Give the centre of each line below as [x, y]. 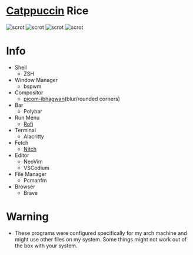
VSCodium [36, 168]
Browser [25, 187]
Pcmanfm [35, 180]
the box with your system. [46, 246]
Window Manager [36, 80]
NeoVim [33, 161]
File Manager [31, 174]
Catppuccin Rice [47, 11]
